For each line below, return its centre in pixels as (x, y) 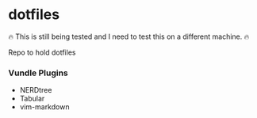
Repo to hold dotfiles (42, 52)
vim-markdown (44, 107)
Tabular (32, 99)
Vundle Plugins (38, 73)
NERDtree (36, 90)
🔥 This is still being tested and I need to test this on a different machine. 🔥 (129, 36)
